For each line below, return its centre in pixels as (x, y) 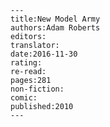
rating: (26, 63)
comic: (24, 98)
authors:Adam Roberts (55, 28)
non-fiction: (37, 89)
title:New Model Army (55, 19)
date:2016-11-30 (44, 54)
